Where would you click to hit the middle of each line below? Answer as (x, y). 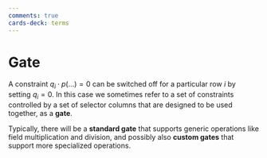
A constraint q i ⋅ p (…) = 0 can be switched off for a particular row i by (122, 85)
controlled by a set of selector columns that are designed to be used (120, 105)
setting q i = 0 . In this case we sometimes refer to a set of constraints (121, 96)
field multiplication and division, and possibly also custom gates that (121, 137)
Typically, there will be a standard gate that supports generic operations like (133, 129)
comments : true (33, 15)
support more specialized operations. (70, 146)
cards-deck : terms (39, 23)
